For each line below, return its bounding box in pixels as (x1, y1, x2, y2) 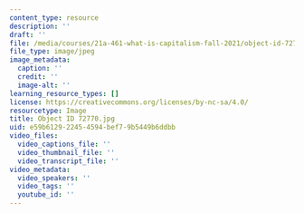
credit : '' (17, 73, 59, 82)
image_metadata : (9, 55, 71, 64)
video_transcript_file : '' (17, 156, 119, 166)
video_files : (9, 131, 59, 140)
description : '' (9, 22, 71, 31)
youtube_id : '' (17, 190, 75, 199)
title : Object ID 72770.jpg (9, 114, 116, 123)
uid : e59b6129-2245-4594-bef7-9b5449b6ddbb (9, 123, 176, 132)
